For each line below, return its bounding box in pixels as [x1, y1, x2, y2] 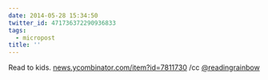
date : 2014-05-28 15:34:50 [8, 11, 98, 20]
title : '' [8, 41, 42, 49]
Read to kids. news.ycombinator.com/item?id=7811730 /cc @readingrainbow [8, 63, 260, 72]
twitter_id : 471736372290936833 [8, 19, 116, 27]
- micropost [15, 33, 56, 42]
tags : [8, 26, 26, 34]
